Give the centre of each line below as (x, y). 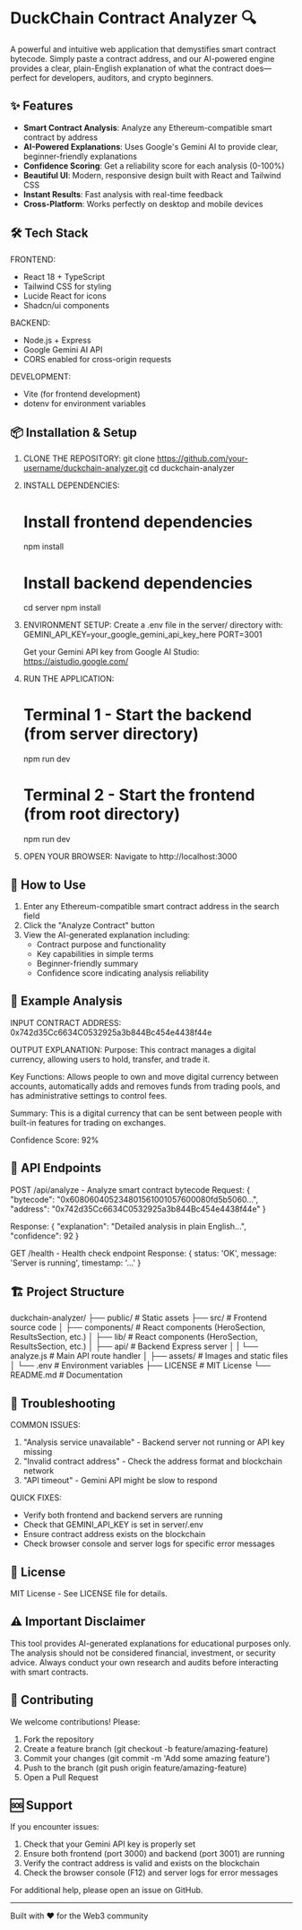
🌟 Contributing (52, 1700)
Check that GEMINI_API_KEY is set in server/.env (113, 1525)
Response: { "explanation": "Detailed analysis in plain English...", (129, 1226)
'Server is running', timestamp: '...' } (76, 1263)
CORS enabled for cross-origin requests (97, 359)
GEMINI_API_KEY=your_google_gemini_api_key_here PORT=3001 (142, 635)
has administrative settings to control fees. (89, 1095)
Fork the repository (59, 1739)
